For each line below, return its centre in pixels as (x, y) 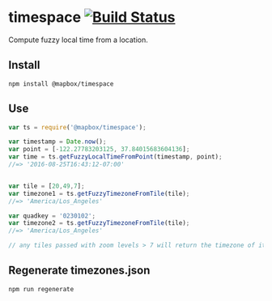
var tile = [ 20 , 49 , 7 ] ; (47, 186)
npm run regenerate (41, 289)
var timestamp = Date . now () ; (57, 142)
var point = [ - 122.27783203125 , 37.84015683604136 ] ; (99, 150)
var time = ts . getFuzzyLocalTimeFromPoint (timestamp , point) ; (115, 157)
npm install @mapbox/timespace (61, 84)
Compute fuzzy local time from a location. (78, 40)
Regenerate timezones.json (79, 271)
